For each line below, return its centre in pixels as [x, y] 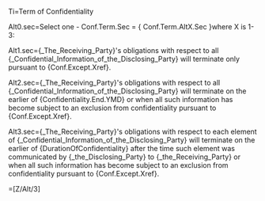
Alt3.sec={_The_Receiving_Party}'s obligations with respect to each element [132, 131]
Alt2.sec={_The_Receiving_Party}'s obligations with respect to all [114, 83]
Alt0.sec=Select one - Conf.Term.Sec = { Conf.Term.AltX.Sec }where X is [127, 27]
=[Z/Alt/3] [25, 189]
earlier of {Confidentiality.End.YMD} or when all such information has [121, 99]
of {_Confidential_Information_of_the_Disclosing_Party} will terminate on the [132, 140]
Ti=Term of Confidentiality [51, 11]
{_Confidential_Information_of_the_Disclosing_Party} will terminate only [124, 59]
